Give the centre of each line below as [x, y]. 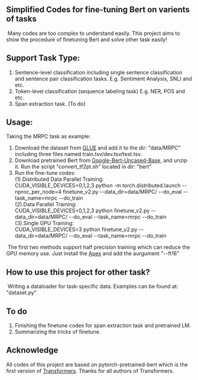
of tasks [21, 19]
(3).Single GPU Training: [44, 223]
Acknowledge [32, 350]
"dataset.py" [22, 293]
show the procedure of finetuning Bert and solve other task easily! [87, 39]
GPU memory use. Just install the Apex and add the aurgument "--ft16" [93, 254]
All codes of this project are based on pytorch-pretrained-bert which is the [97, 364]
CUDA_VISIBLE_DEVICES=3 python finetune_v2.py [76, 229]
